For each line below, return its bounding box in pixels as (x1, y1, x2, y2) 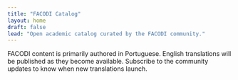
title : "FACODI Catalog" (7, 10, 81, 18)
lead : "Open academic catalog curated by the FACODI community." (7, 30, 205, 38)
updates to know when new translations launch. (7, 64, 148, 73)
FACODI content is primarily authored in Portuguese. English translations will (7, 50, 232, 58)
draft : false (7, 23, 46, 30)
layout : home (7, 17, 46, 24)
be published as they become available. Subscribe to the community (7, 57, 209, 66)
